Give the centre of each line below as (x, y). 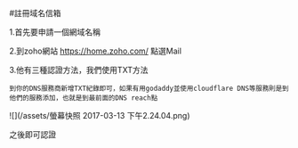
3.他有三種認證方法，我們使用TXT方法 (79, 70)
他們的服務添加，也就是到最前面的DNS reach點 (84, 98)
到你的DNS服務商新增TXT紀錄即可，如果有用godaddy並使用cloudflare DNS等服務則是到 (149, 88)
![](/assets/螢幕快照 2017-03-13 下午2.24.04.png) (100, 115)
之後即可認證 (32, 135)
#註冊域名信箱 (35, 13)
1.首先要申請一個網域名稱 (55, 32)
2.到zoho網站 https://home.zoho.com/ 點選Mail (96, 51)
